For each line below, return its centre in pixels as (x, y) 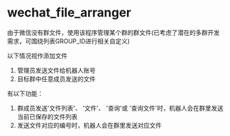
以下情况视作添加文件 (37, 56)
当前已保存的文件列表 (47, 116)
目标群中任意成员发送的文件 (56, 79)
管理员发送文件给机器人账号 (56, 70)
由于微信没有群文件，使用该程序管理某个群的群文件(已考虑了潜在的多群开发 (114, 32)
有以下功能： (25, 93)
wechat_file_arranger (69, 13)
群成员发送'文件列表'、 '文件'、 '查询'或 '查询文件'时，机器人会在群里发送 (120, 108)
